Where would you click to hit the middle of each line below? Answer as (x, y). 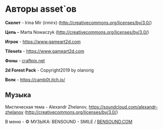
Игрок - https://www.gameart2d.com (43, 41)
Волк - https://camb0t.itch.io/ (35, 79)
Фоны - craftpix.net (25, 60)
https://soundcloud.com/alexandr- (123, 107)
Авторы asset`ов (41, 9)
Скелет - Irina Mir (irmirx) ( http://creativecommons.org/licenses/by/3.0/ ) (79, 23)
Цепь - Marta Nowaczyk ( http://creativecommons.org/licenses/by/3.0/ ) (77, 32)
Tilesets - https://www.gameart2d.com (45, 51)
